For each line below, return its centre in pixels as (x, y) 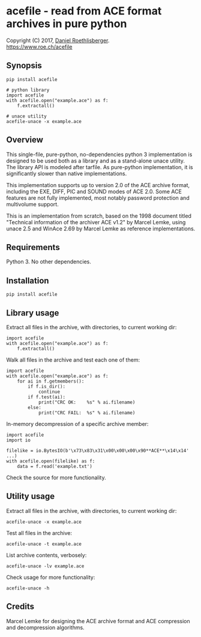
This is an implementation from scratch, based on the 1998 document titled (99, 216)
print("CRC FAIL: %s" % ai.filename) (87, 413)
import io (19, 440)
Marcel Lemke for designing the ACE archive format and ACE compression (98, 621)
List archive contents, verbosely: (46, 555)
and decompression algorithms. (46, 627)
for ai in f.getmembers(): (51, 381)
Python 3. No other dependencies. (49, 262)
